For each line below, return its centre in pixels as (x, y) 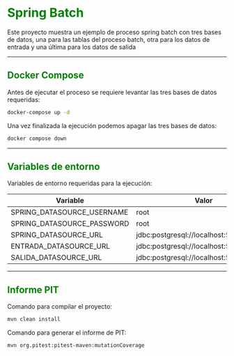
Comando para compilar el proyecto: (60, 307)
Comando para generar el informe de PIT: (67, 333)
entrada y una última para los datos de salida (72, 47)
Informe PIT (33, 289)
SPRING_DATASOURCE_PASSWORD (70, 224)
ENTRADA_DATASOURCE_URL (60, 247)
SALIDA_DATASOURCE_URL (56, 258)
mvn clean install (34, 319)
